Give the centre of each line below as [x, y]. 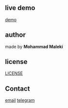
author [15, 35]
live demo [20, 8]
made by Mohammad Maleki [34, 46]
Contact [17, 88]
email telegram [20, 100]
